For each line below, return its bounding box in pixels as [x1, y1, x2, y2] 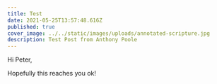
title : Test [7, 10, 42, 17]
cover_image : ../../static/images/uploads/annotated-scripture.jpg [7, 29, 211, 37]
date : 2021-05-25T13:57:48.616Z [7, 17, 102, 24]
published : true [7, 23, 55, 30]
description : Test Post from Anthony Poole [7, 36, 138, 43]
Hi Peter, [7, 55, 33, 64]
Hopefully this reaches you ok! [7, 69, 97, 78]
